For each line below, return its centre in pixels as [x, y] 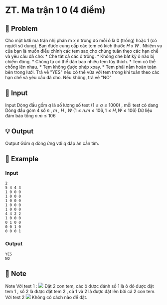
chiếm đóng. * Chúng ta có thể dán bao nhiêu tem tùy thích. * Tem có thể [81, 61]
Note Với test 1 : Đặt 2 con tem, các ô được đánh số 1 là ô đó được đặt [80, 286]
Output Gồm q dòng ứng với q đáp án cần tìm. [52, 143]
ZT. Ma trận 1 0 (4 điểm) [55, 10]
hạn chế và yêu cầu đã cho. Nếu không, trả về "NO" [59, 77]
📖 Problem [21, 29]
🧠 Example [22, 159]
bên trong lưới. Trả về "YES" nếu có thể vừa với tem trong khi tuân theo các [82, 72]
